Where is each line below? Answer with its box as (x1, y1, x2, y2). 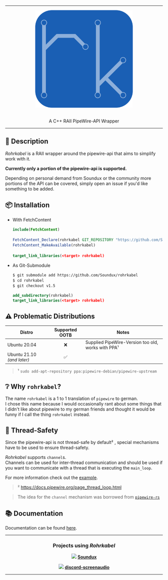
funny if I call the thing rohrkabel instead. (5, 411, 90, 417)
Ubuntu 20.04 (7, 342, 36, 348)
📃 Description (5, 137, 48, 145)
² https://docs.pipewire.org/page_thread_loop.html (17, 484, 121, 490)
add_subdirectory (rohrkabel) (12, 293, 73, 298)
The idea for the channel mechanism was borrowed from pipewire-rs (17, 494, 160, 500)
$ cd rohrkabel (12, 278, 44, 283)
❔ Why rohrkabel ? (5, 382, 61, 390)
